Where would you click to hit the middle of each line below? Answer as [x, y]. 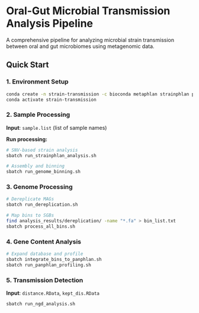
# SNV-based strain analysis [42, 150]
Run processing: [27, 139]
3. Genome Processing [39, 187]
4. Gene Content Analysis [44, 241]
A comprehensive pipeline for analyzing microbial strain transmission [90, 40]
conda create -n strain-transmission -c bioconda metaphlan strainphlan [98, 94]
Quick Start [28, 65]
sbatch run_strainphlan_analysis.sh [51, 155]
